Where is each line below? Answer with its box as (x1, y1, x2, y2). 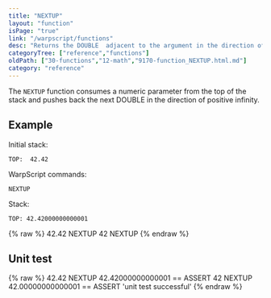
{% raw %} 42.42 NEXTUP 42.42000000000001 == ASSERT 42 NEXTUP (8, 273, 252, 283)
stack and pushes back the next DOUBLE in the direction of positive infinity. (8, 94, 260, 105)
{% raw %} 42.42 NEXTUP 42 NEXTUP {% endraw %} (8, 229, 190, 238)
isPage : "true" (8, 27, 60, 35)
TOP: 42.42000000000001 (8, 214, 89, 222)
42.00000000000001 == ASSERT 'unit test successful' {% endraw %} (8, 282, 243, 292)
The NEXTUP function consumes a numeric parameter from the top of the (8, 86, 247, 96)
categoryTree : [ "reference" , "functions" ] (8, 49, 150, 57)
